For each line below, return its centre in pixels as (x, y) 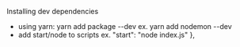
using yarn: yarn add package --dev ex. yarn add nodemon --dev (125, 26)
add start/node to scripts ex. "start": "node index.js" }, (106, 35)
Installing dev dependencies (53, 11)
